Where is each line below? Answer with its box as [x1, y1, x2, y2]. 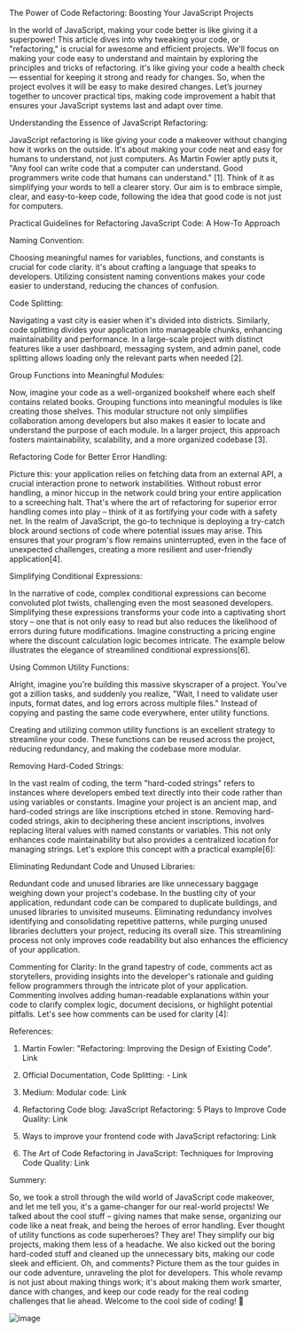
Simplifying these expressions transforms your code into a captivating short [9, 607, 286, 617]
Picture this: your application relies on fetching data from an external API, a [9, 469, 283, 479]
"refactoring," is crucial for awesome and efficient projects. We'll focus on [9, 44, 279, 54]
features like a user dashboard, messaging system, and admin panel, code [9, 344, 281, 353]
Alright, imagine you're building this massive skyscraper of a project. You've [9, 679, 287, 689]
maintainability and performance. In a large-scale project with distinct [9, 334, 263, 345]
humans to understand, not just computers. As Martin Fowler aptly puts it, [9, 154, 277, 163]
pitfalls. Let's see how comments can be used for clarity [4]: [9, 1009, 229, 1019]
